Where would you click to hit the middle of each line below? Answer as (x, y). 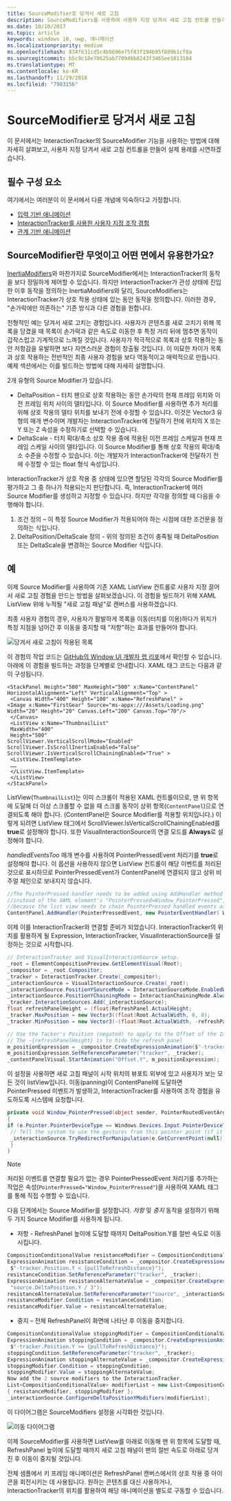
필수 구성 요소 (34, 182)
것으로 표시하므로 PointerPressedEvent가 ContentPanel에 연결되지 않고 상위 (111, 872)
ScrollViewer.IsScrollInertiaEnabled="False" (73, 747)
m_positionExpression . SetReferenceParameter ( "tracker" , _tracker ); (106, 1053)
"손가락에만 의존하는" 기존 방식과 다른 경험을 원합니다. (80, 308)
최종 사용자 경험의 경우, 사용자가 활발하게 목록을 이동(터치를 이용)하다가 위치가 (112, 619)
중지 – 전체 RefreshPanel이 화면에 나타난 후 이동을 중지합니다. (100, 1321)
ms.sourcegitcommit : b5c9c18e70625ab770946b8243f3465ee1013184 (100, 59)
